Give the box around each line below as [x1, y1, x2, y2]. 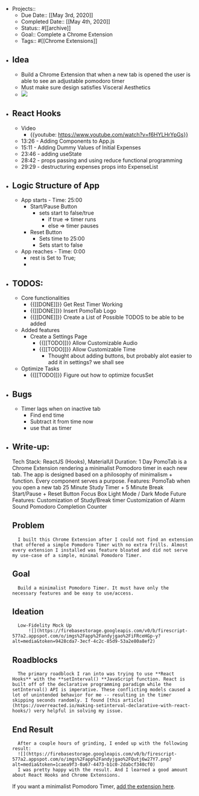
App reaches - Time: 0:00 [21, 248, 86, 255]
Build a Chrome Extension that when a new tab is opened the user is [21, 71, 191, 78]
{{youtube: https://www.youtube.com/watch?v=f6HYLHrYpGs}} [30, 131, 189, 138]
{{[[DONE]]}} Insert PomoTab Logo [30, 307, 116, 315]
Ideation [11, 606, 44, 616]
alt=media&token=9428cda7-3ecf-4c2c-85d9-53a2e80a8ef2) [11, 638, 156, 645]
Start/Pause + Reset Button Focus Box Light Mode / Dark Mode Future [11, 490, 187, 497]
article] [122, 697, 145, 703]
